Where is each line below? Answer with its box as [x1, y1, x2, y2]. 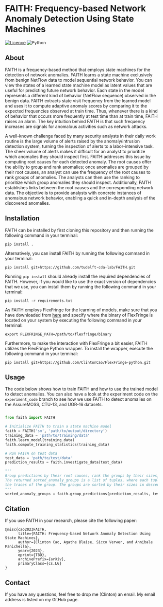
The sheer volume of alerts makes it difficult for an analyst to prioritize [5, 148, 146, 154]
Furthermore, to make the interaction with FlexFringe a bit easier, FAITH [5, 340, 148, 346]
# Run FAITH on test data [5, 451, 57, 456]
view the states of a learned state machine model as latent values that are [5, 82, 152, 88]
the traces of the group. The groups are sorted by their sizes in [5, 482, 145, 487]
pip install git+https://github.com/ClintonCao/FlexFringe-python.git [5, 360, 151, 365]
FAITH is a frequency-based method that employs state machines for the [5, 67, 150, 72]
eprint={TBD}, [17, 553, 47, 557]
